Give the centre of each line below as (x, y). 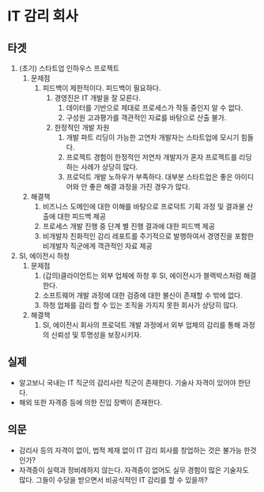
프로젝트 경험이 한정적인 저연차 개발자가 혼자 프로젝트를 (152, 157)
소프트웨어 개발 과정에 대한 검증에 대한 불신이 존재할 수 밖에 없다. (142, 295)
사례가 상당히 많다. (109, 167)
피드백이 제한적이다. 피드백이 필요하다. (102, 88)
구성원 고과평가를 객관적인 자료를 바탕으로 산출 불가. (146, 118)
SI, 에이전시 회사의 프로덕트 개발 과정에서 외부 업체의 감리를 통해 (141, 325)
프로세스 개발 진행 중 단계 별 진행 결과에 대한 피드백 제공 (128, 226)
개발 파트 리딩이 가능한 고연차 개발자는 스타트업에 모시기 (153, 137)
